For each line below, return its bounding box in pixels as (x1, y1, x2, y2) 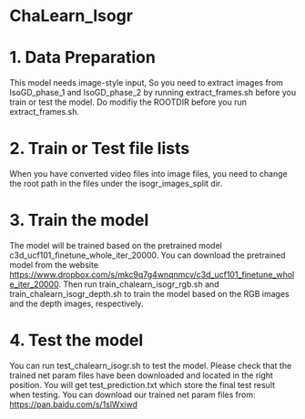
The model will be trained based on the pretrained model (9, 240, 223, 250)
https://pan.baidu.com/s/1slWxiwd (9, 398, 138, 410)
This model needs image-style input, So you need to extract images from (9, 77, 284, 88)
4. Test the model (9, 330, 144, 351)
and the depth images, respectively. (9, 298, 144, 309)
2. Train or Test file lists (9, 138, 190, 159)
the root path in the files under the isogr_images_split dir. (9, 179, 223, 189)
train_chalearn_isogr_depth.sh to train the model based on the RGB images (9, 289, 290, 299)
